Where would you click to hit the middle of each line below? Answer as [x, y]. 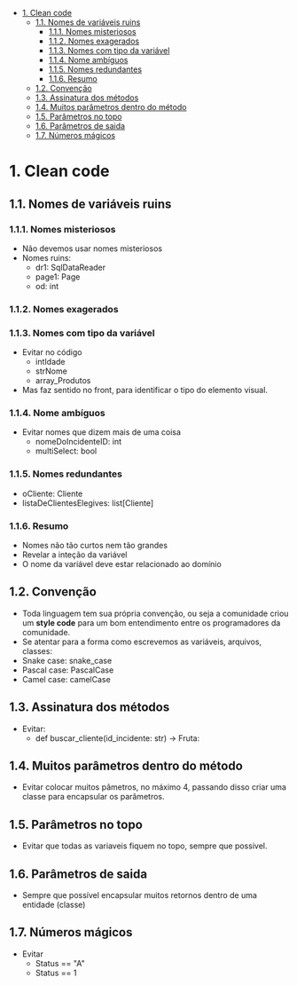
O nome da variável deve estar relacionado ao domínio [121, 563]
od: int [47, 286]
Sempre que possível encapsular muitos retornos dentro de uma [139, 895]
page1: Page [58, 276]
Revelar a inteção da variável [74, 555]
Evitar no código [52, 352]
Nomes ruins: [47, 257]
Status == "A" [60, 963]
